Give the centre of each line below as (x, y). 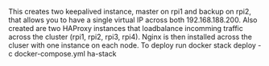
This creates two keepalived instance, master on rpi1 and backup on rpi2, (130, 12)
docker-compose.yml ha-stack (65, 54)
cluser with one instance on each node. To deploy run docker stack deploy (132, 45)
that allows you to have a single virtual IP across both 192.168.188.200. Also (133, 20)
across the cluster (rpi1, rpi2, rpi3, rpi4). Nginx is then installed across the (130, 37)
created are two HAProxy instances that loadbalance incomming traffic (126, 28)
